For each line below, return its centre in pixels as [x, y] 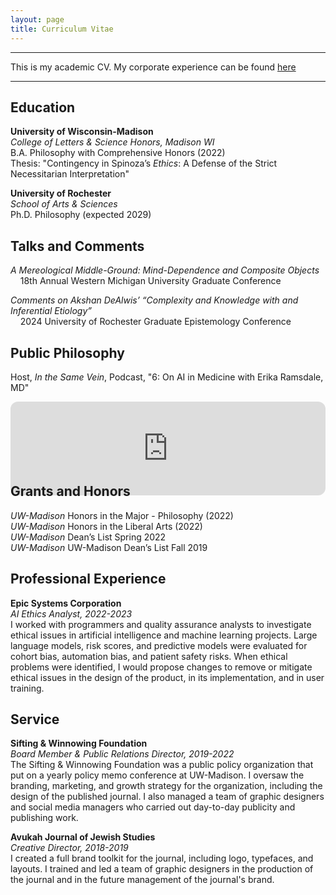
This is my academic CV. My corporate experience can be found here [153, 67]
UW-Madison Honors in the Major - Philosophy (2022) [122, 515]
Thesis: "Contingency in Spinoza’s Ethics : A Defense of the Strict [144, 163]
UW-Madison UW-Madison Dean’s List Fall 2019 [109, 547]
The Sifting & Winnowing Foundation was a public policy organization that [162, 765]
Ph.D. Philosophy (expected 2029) [81, 215]
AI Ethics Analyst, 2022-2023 [71, 613]
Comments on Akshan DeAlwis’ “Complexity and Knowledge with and [154, 300]
